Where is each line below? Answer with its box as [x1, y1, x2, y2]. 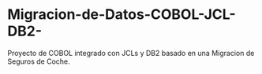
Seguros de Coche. [7, 57, 70, 66]
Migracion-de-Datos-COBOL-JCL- [7, 6, 236, 24]
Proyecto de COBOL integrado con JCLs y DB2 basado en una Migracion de [7, 48, 255, 57]
